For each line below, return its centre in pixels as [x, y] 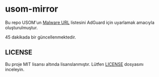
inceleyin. [15, 69]
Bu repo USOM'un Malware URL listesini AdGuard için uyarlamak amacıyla [80, 22]
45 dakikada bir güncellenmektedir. [41, 37]
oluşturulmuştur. [22, 27]
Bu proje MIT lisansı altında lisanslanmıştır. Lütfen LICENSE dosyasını [74, 64]
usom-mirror [32, 9]
